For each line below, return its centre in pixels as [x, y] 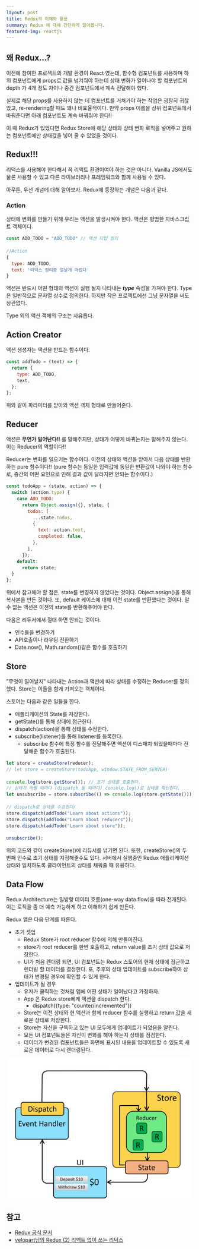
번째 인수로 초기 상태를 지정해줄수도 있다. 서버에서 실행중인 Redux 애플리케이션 [98, 858]
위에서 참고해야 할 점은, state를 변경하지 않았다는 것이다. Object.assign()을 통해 [99, 592]
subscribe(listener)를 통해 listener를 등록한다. [69, 736]
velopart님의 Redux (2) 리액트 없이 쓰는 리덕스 [69, 1239]
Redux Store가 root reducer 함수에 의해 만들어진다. [84, 939]
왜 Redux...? [28, 57]
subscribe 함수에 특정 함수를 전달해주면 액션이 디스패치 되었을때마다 [103, 743]
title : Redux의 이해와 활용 [37, 19]
